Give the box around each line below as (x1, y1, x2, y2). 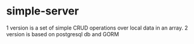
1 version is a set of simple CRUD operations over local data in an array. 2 (6, 24, 188, 31)
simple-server (6, 4, 80, 18)
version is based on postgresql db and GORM (6, 30, 119, 37)
